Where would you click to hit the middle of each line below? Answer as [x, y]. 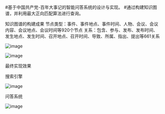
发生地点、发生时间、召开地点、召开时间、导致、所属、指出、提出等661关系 [82, 36]
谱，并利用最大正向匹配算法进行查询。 [44, 13]
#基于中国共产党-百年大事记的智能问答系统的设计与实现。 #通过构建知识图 [81, 7]
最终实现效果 [18, 66]
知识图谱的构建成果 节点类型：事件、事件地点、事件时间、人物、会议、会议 [82, 24]
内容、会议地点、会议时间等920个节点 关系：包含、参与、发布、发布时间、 [81, 30]
